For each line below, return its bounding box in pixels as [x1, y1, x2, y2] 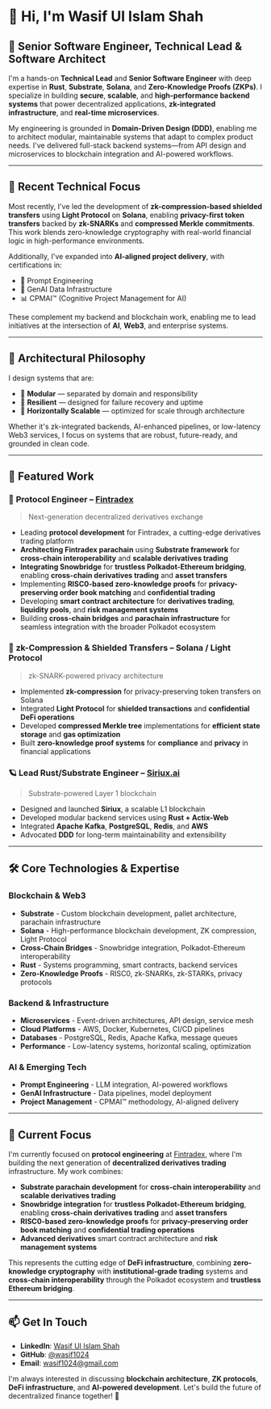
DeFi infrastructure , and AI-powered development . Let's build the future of [8, 1382, 262, 1392]
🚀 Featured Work [8, 470, 94, 484]
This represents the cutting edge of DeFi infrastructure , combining [8, 1258, 231, 1267]
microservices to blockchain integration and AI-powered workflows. [8, 149, 234, 158]
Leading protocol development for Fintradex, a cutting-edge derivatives [19, 528, 261, 538]
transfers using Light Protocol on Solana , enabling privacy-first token [8, 210, 244, 220]
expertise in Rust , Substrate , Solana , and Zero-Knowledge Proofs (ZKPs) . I [8, 82, 262, 91]
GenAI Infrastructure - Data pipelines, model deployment [19, 1088, 212, 1098]
